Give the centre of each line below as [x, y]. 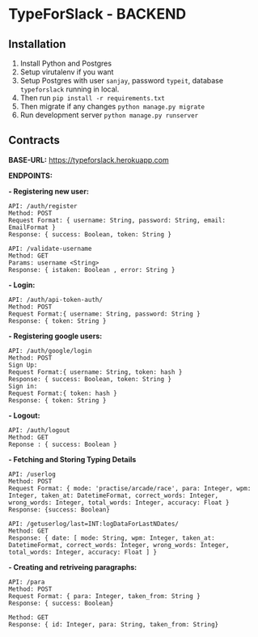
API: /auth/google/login [50, 350]
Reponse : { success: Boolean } [63, 444]
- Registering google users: [55, 336]
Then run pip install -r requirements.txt [93, 98]
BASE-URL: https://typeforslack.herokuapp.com [89, 159]
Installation [37, 44]
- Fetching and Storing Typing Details [72, 459]
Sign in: [23, 386]
